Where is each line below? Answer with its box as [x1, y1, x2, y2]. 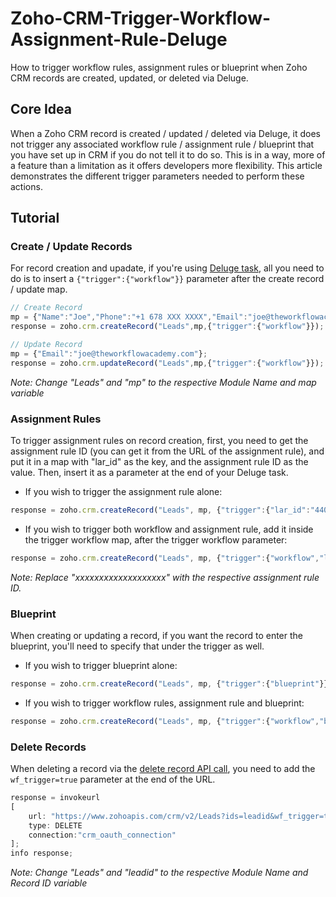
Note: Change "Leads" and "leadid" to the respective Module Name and [10, 867, 309, 879]
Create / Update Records [10, 240, 133, 254]
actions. [10, 180, 43, 192]
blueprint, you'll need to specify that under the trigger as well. [10, 640, 265, 652]
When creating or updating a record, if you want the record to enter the [10, 630, 303, 642]
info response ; [10, 848, 74, 859]
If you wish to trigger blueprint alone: [24, 660, 178, 672]
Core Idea [10, 101, 72, 118]
